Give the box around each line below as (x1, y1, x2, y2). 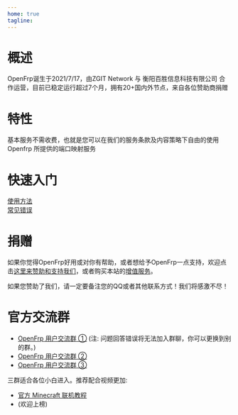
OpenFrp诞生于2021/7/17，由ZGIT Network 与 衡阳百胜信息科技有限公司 (7, 74, 218, 83)
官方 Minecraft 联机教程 (17, 391, 87, 399)
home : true (7, 10, 40, 18)
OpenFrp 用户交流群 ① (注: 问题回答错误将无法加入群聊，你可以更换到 (17, 334, 225, 343)
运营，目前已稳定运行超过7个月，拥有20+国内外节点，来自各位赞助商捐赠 (13, 83, 229, 92)
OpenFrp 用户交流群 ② (17, 352, 87, 360)
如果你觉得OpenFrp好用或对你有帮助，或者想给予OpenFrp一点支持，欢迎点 (7, 258, 227, 267)
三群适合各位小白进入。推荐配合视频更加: (7, 376, 128, 384)
